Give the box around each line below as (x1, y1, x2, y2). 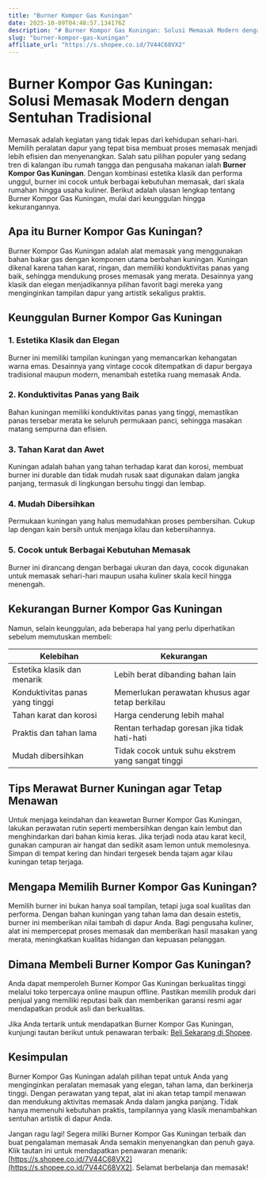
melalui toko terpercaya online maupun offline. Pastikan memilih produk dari (8, 987, 256, 996)
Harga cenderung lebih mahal (113, 709, 224, 720)
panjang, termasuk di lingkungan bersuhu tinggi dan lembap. (8, 479, 207, 488)
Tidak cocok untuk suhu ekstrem (113, 745, 236, 756)
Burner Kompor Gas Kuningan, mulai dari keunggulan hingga (8, 194, 206, 203)
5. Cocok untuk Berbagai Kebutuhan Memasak (8, 544, 192, 556)
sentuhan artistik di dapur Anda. (8, 1114, 113, 1123)
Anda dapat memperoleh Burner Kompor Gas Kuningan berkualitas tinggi (8, 979, 246, 988)
